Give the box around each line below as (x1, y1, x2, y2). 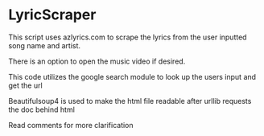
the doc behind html (8, 105, 75, 114)
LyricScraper (8, 6, 97, 24)
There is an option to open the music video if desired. (8, 56, 186, 66)
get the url (8, 80, 43, 90)
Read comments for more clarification (8, 120, 134, 130)
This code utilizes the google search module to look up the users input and (8, 72, 256, 81)
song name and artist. (8, 40, 81, 50)
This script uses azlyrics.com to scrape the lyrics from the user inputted (8, 32, 247, 42)
